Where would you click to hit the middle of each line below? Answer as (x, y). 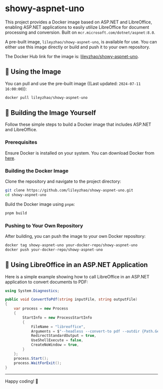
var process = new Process (41, 309)
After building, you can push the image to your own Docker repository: (75, 236)
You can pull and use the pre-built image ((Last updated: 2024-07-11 (73, 83)
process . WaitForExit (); (38, 363)
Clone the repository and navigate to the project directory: (63, 181)
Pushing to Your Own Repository (44, 226)
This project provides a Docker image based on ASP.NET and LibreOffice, (79, 22)
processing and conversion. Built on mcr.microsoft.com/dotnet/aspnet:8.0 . (80, 32)
